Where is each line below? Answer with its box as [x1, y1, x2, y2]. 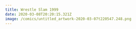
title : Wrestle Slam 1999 [5, 7, 58, 12]
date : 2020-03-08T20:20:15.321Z [5, 12, 72, 17]
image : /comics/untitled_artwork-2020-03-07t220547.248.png [5, 16, 132, 21]
